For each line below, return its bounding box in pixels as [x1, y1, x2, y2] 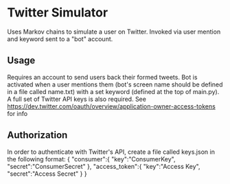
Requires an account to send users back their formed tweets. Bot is [7, 73, 198, 81]
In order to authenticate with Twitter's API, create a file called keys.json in [7, 148, 215, 156]
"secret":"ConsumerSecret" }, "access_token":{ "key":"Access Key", [7, 162, 200, 170]
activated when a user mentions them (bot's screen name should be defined [7, 80, 223, 89]
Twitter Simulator [7, 5, 108, 21]
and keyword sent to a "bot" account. [7, 34, 113, 43]
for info [7, 109, 28, 117]
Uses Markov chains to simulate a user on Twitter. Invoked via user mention [7, 27, 221, 36]
